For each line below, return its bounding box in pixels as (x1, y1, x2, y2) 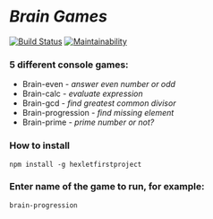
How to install (9, 139, 70, 152)
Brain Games (9, 6, 107, 27)
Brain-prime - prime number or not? (21, 117, 155, 127)
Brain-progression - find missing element (21, 108, 175, 118)
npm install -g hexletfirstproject (9, 160, 142, 169)
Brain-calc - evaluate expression (21, 88, 143, 100)
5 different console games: (9, 58, 129, 71)
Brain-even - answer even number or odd (21, 79, 176, 90)
